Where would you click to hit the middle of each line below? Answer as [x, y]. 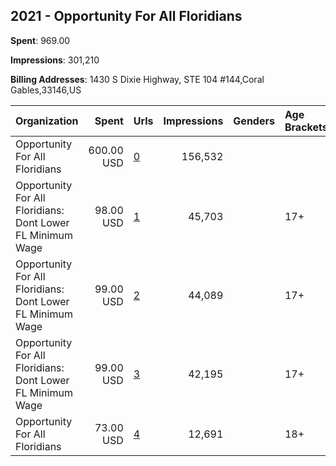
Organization [47, 121]
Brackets [306, 127]
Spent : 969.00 [40, 40]
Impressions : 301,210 [55, 60]
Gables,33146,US [46, 90]
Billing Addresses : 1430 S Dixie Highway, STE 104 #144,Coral [137, 79]
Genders [254, 121]
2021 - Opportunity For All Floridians [126, 16]
